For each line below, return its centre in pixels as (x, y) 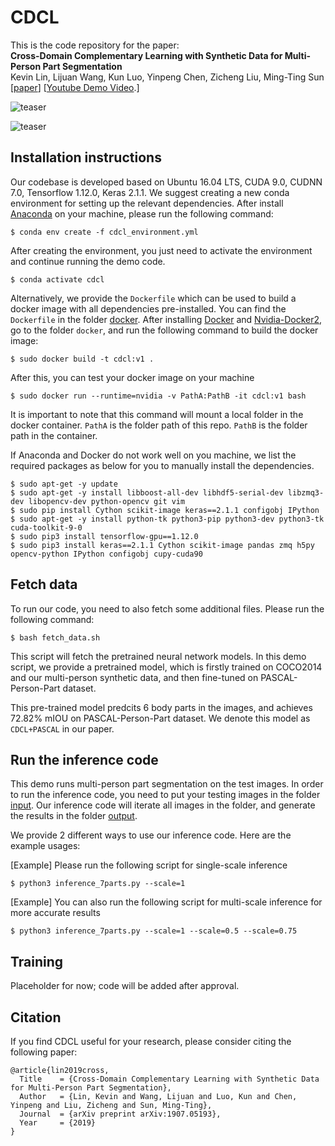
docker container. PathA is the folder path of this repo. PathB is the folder (159, 425)
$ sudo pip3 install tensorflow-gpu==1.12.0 (104, 536)
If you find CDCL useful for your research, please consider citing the (151, 1041)
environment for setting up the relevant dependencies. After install (147, 203)
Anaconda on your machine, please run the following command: (142, 213)
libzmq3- (306, 492)
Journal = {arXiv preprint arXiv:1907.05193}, (120, 1114)
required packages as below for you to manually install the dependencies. (162, 465)
